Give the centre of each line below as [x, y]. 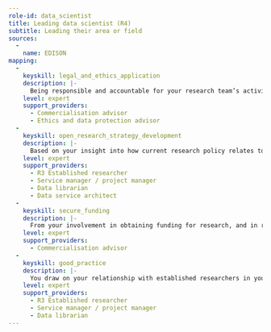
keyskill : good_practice [65, 263]
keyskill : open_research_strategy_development [102, 135]
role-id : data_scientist [50, 16]
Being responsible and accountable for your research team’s [135, 91]
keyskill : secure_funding [67, 210]
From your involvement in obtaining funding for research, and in [144, 226]
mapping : [23, 61]
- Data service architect [73, 195]
